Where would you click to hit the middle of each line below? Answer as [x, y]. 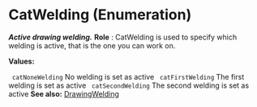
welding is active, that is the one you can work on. [92, 45]
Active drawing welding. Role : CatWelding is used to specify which [123, 37]
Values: [21, 61]
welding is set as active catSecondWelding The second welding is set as [129, 85]
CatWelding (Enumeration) [100, 15]
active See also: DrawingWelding [64, 93]
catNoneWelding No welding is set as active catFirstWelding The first [128, 76]
